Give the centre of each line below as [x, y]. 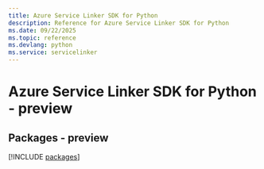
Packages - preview [58, 138]
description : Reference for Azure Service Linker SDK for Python [118, 23]
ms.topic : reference [43, 38]
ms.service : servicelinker [53, 52]
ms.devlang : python [41, 45]
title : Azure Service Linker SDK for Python [83, 15]
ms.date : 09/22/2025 [43, 30]
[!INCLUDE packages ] [44, 157]
